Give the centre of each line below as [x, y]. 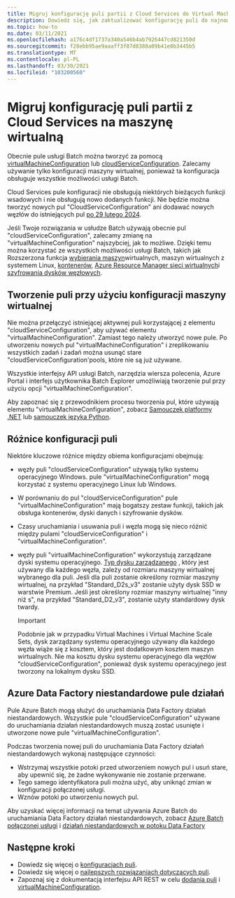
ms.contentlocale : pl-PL [43, 60]
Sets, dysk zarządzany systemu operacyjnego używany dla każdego [116, 641]
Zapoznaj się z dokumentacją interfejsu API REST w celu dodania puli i [119, 879]
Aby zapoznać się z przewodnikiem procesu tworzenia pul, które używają [113, 402]
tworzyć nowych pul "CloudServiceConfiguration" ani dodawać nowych [111, 207]
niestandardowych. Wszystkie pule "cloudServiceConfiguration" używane [114, 717]
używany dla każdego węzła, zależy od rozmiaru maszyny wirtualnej [116, 570]
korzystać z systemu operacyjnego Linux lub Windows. [97, 484]
